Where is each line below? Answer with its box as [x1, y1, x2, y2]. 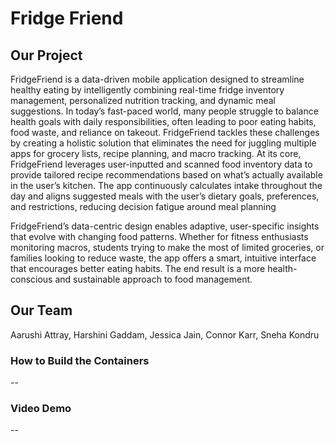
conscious [10, 273, 53, 285]
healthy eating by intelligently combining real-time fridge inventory [10, 84, 285, 96]
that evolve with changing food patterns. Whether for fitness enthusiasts [10, 231, 309, 242]
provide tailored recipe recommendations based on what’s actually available [10, 169, 323, 181]
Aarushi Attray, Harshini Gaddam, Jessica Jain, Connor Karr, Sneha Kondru [10, 328, 320, 341]
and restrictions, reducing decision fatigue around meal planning [10, 201, 277, 212]
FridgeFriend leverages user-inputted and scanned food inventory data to [10, 158, 313, 170]
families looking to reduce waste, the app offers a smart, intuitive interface [10, 252, 317, 264]
